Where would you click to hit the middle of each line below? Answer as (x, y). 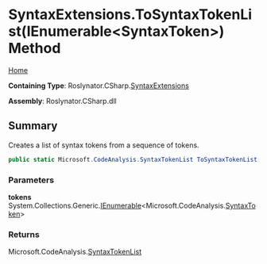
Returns (24, 234)
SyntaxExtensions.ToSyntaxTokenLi (130, 15)
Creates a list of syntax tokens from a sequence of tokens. (104, 145)
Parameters (31, 180)
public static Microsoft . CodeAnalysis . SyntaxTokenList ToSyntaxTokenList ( (135, 159)
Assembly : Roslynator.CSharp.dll (62, 101)
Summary (33, 126)
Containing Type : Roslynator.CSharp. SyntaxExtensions (99, 86)
